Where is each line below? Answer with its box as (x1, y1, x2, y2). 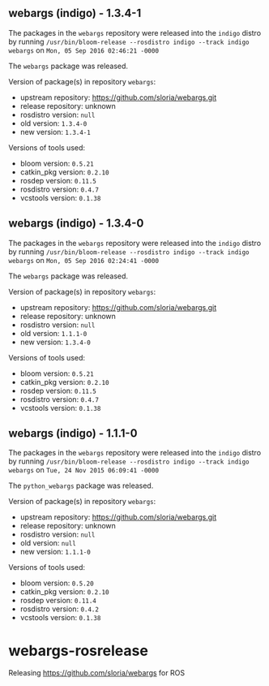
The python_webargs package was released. (8, 481, 154, 490)
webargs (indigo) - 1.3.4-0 (8, 217, 144, 231)
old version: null (19, 538, 77, 548)
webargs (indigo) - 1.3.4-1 (8, 6, 142, 20)
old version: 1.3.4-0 (19, 118, 88, 128)
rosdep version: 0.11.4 (19, 596, 97, 606)
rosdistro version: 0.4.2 (19, 604, 100, 614)
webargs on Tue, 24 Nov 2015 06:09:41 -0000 (8, 465, 160, 475)
